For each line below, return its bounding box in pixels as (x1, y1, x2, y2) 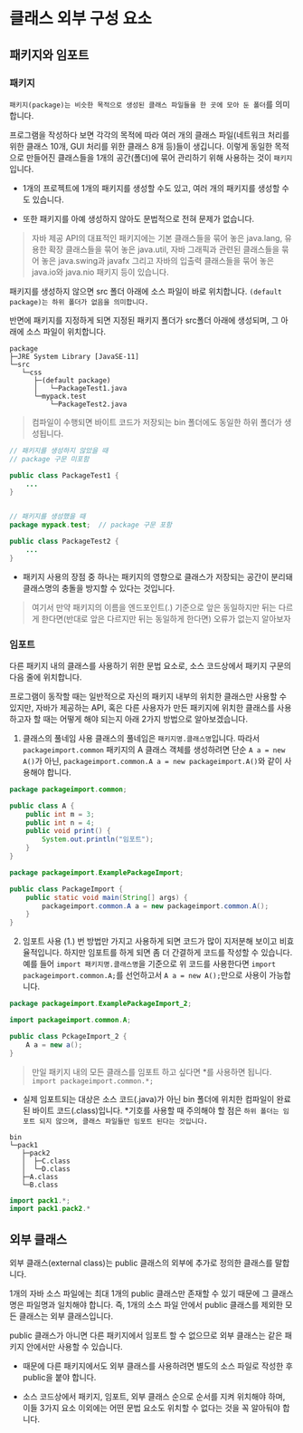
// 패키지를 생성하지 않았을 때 (9, 446, 109, 455)
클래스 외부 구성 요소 (9, 8, 152, 29)
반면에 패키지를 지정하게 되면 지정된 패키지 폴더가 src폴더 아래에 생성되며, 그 (9, 315, 279, 325)
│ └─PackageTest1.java (33, 383, 128, 392)
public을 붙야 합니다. (22, 1372, 97, 1383)
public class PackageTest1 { (9, 470, 119, 480)
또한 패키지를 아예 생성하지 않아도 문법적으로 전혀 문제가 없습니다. (22, 213, 255, 224)
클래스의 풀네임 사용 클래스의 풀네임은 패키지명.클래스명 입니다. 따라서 (22, 732, 260, 743)
